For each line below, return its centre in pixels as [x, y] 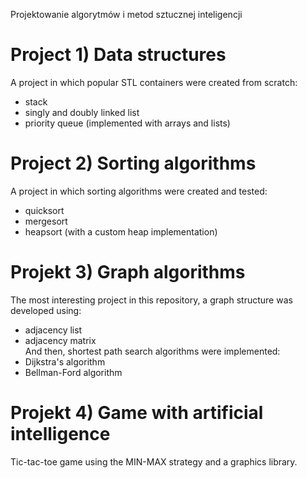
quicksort [44, 210]
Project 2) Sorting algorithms [133, 163]
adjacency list [53, 330]
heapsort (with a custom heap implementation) [121, 231]
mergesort [46, 221]
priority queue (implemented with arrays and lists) [127, 123]
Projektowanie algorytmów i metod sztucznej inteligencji [126, 14]
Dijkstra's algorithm [65, 361]
